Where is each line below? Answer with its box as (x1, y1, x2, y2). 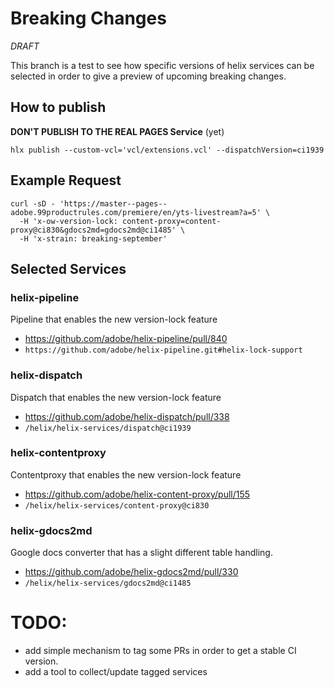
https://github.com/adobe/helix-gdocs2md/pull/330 (24, 566, 239, 578)
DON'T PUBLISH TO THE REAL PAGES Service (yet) (10, 125, 225, 137)
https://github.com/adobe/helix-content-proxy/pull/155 (24, 488, 251, 500)
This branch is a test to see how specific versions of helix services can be (10, 59, 315, 71)
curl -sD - (10, 198, 56, 209)
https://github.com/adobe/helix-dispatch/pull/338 (24, 410, 230, 422)
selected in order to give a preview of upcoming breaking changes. (10, 70, 287, 82)
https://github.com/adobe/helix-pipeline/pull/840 (24, 333, 228, 345)
